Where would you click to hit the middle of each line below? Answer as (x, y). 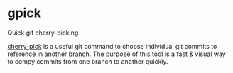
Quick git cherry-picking (43, 33)
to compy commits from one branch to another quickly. (88, 61)
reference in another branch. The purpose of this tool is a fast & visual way (116, 54)
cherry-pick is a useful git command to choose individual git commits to (112, 46)
